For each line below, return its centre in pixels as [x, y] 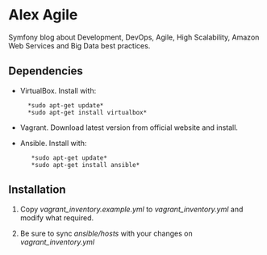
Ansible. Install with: [53, 143]
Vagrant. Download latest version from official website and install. [129, 127]
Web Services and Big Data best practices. [79, 45]
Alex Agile [43, 15]
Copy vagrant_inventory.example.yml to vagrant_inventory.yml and [131, 209]
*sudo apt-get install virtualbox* [88, 112]
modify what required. [57, 217]
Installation [37, 190]
